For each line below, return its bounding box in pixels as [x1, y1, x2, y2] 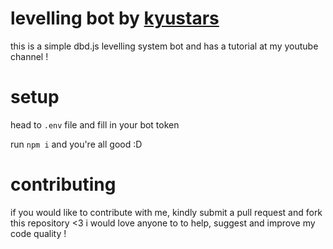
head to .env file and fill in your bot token [10, 118, 180, 131]
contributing [10, 173, 117, 196]
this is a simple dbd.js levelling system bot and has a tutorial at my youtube [10, 40, 319, 52]
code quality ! [10, 227, 67, 239]
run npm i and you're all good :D [10, 138, 143, 150]
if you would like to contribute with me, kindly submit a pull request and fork [10, 206, 323, 218]
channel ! [10, 50, 49, 62]
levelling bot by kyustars [10, 7, 220, 30]
